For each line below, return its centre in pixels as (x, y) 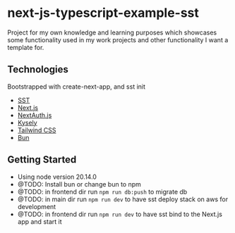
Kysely (27, 122)
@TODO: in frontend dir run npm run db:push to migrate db (102, 191)
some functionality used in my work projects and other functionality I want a (118, 39)
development (37, 206)
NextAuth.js (35, 115)
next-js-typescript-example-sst (103, 13)
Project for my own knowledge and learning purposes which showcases (112, 32)
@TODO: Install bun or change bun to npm (79, 184)
